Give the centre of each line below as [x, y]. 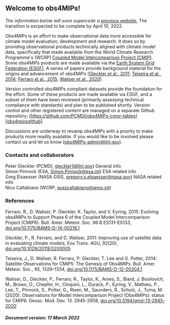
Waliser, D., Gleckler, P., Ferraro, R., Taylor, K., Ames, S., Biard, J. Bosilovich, [85, 279]
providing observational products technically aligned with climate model [80, 46]
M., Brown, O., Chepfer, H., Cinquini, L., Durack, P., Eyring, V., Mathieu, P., [82, 284]
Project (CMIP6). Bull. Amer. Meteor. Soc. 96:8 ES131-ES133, [69, 222]
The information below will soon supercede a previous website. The [76, 20]
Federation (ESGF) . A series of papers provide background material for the [83, 68]
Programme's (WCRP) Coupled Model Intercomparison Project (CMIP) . [79, 57]
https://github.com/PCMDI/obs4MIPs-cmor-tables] [84, 116]
